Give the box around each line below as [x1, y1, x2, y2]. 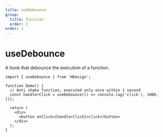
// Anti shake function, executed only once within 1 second [10, 88, 141, 93]
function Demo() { [5, 83, 44, 88]
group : [5, 12, 19, 17]
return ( [10, 106, 28, 111]
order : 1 [5, 26, 24, 31]
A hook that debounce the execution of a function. [5, 65, 110, 71]
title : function [10, 17, 44, 22]
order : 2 [10, 21, 28, 27]
